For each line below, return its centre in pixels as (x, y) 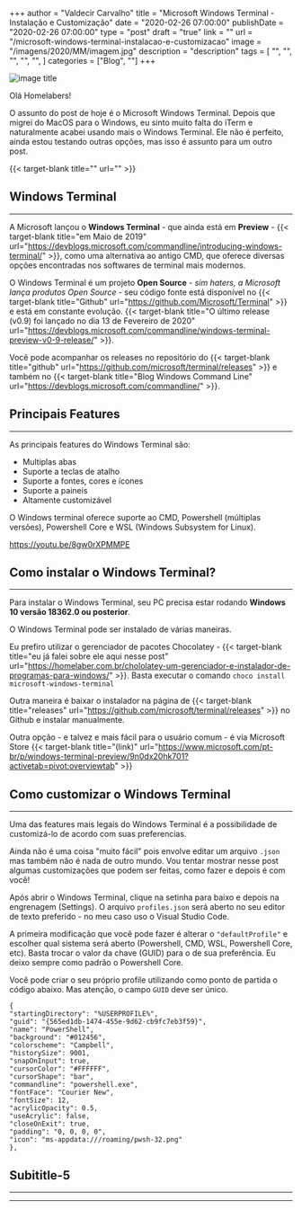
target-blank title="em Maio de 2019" (78, 236)
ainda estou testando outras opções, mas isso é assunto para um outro (141, 142)
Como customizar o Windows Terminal (120, 794)
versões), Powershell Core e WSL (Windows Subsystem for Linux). (133, 527)
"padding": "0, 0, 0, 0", (58, 1132)
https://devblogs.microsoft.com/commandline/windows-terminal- (149, 330)
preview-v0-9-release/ (52, 340)
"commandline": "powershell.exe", (74, 1085)
